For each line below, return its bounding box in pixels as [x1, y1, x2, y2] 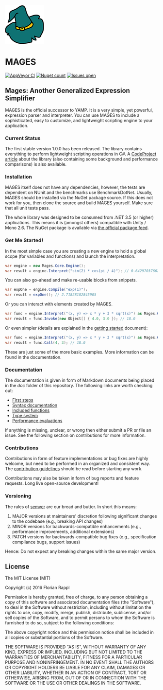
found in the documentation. [5, 354, 62, 360]
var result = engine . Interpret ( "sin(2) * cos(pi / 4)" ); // [5, 268, 130, 273]
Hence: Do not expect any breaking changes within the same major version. [5, 548, 157, 554]
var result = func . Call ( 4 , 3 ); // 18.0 [5, 340, 86, 345]
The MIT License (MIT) [5, 575, 51, 581]
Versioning [5, 493, 32, 499]
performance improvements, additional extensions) [12, 529, 114, 534]
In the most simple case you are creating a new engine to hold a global [5, 248, 147, 254]
